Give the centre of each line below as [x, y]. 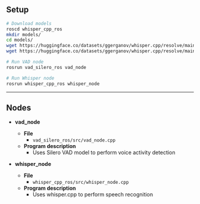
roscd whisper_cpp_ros [34, 29]
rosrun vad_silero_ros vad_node [46, 67]
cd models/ [20, 40]
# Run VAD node [25, 62]
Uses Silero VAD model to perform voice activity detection [104, 153]
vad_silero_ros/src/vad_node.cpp [74, 140]
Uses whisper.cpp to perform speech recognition [93, 194]
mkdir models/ [24, 34]
